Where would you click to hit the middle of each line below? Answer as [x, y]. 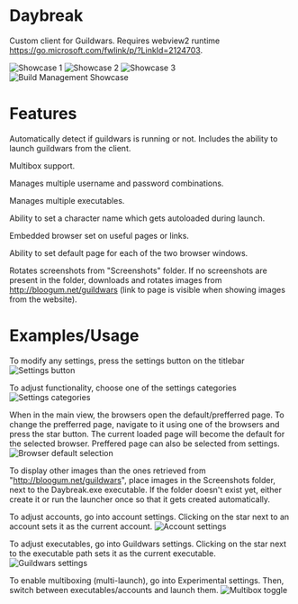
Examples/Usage [74, 336]
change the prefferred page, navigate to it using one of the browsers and [144, 424]
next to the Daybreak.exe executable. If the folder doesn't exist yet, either [145, 490]
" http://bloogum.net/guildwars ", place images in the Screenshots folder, [143, 480]
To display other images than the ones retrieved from [108, 471]
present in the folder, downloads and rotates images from [116, 279]
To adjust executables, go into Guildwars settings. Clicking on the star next [148, 544]
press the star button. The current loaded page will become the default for [147, 434]
